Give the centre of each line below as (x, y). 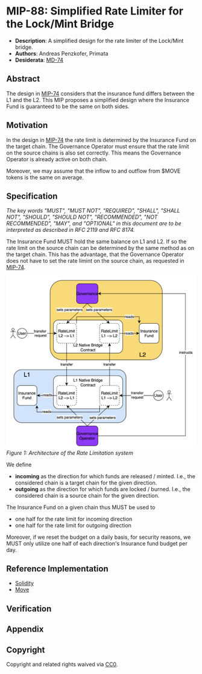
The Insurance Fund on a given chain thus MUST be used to (81, 507)
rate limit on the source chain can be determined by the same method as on (100, 248)
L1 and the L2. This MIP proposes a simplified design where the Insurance (98, 100)
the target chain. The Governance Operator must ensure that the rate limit (98, 146)
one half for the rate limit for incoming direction (74, 519)
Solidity (24, 583)
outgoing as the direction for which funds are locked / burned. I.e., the (103, 489)
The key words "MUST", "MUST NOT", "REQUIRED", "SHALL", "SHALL (93, 211)
